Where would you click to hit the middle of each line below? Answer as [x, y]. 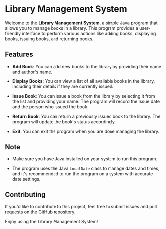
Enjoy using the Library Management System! [52, 222]
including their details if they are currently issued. [63, 86]
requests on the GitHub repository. [40, 212]
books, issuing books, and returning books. [49, 39]
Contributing [25, 194]
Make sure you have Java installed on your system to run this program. [85, 159]
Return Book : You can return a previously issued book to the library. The [86, 116]
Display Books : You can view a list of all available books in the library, [83, 81]
